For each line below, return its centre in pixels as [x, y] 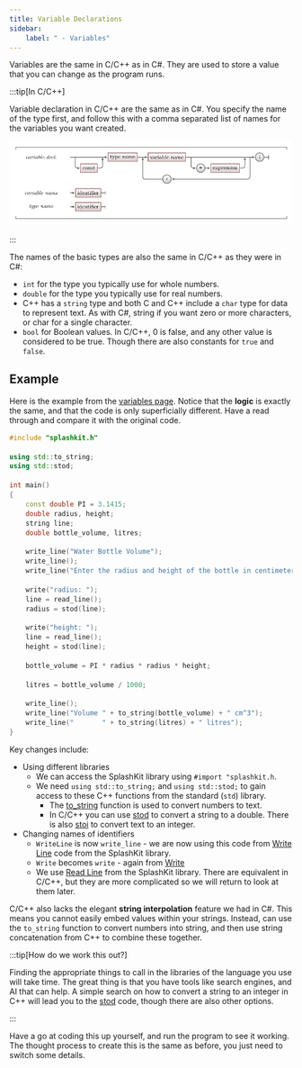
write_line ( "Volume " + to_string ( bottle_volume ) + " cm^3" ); [144, 713]
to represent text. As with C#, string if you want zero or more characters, [157, 312]
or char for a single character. [77, 322]
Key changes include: [49, 749]
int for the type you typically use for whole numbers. [121, 284]
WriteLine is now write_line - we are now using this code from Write [164, 843]
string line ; [50, 523]
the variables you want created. [68, 128]
